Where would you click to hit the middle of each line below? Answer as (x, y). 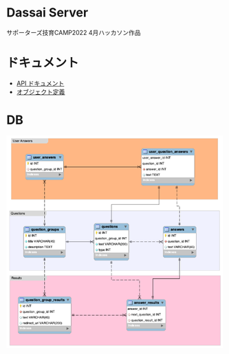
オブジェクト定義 (41, 91)
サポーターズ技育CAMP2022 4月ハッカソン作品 (74, 32)
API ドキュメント (40, 83)
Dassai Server (47, 13)
